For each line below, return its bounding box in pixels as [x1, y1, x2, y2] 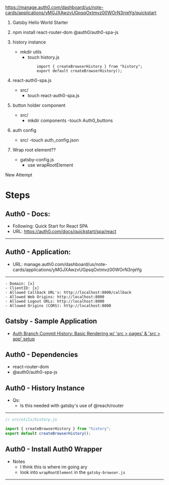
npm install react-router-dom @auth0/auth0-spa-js [12, 29, 119, 35]
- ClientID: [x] [5, 285, 39, 290]
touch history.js [27, 54, 60, 60]
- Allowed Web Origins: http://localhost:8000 [5, 294, 105, 299]
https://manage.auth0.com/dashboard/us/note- [5, 5, 104, 10]
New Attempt [5, 172, 33, 178]
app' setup [12, 336, 35, 342]
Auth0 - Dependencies [5, 350, 78, 359]
